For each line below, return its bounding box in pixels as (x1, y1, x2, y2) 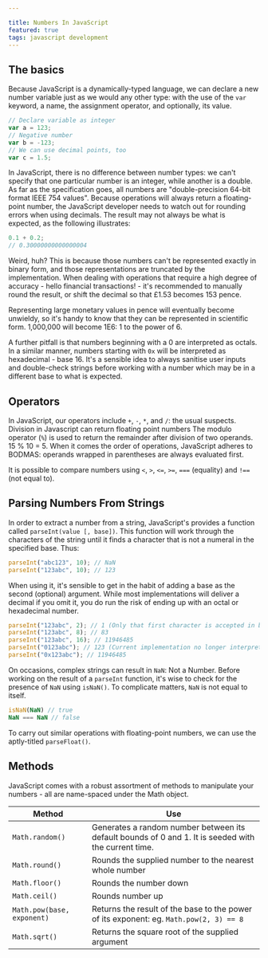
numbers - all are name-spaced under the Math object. (8, 789, 189, 799)
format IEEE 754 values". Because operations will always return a (8, 193, 222, 203)
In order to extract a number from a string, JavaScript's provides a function (8, 517, 255, 527)
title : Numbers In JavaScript (8, 18, 109, 26)
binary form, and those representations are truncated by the (8, 265, 206, 274)
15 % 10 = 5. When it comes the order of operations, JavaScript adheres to (8, 442, 254, 450)
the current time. (91, 842, 154, 853)
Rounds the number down (91, 878, 189, 889)
